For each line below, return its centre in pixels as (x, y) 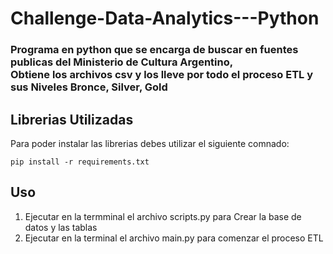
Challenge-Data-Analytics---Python (165, 18)
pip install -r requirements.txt (80, 162)
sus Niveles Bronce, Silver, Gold (89, 87)
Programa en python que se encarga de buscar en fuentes (154, 50)
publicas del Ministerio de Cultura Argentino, (122, 62)
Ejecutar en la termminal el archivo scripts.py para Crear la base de (163, 216)
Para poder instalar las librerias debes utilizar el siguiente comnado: (150, 143)
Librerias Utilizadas (72, 119)
